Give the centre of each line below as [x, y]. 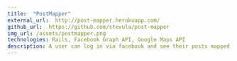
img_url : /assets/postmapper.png [57, 33]
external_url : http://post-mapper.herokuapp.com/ [84, 20]
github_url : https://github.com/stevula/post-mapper [89, 27]
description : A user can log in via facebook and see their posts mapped [119, 46]
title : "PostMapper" [39, 14]
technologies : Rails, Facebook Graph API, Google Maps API [97, 40]
